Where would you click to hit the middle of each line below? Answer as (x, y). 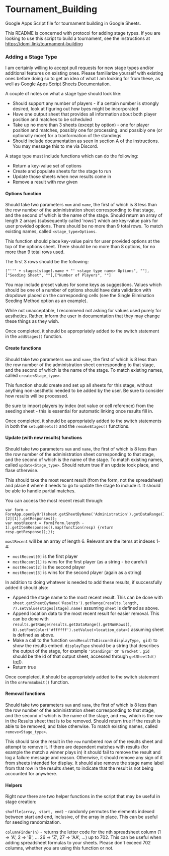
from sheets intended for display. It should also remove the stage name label (84, 763)
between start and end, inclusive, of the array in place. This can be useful (81, 817)
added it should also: (27, 587)
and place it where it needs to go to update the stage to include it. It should (83, 485)
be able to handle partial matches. (40, 491)
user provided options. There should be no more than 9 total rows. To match (84, 226)
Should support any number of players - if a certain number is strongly (86, 103)
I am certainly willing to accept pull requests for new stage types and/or (80, 68)
